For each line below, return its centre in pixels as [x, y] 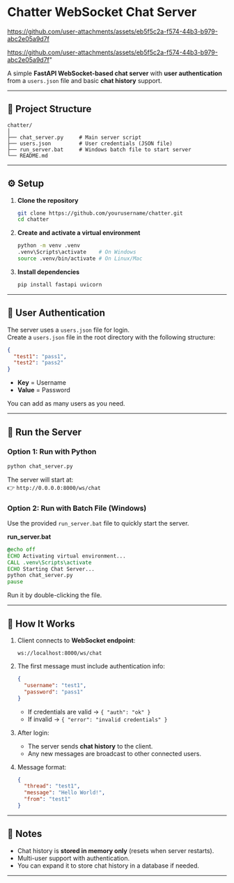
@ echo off [22, 549]
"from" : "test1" [47, 799]
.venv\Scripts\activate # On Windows [77, 252]
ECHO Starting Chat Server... [51, 569]
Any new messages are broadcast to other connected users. [115, 753]
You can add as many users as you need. [66, 404]
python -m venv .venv [48, 246]
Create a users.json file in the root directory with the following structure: [111, 337]
